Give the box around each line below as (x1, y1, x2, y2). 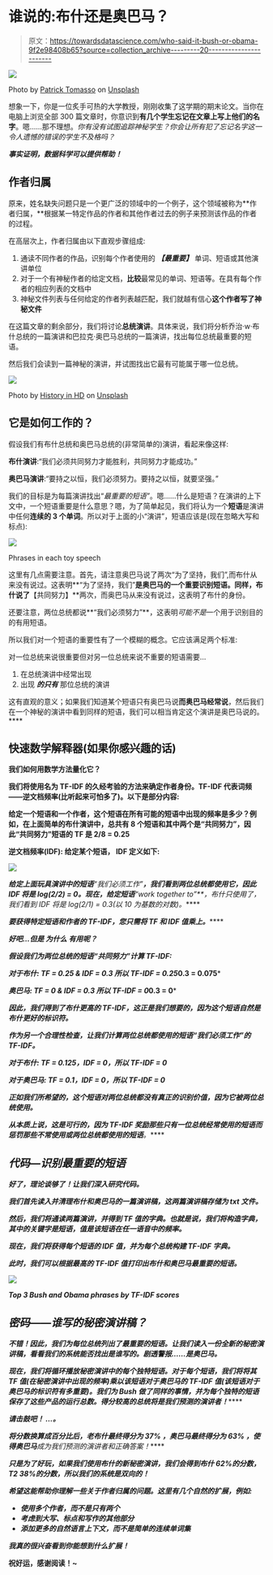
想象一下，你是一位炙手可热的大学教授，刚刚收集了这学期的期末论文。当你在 (8, 101, 264, 111)
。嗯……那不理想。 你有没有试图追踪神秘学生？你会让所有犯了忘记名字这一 (15, 121, 262, 131)
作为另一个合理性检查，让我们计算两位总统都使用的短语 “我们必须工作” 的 (8, 1030, 251, 1040)
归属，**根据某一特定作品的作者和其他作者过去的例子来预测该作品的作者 (15, 208, 258, 218)
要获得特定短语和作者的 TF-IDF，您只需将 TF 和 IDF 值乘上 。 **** (8, 917, 224, 926)
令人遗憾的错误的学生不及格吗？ (8, 132, 115, 141)
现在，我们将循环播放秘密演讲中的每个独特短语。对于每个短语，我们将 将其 (8, 1366, 257, 1376)
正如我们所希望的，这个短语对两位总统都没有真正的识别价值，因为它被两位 (8, 1092, 257, 1102)
